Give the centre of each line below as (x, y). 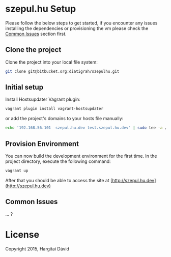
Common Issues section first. (36, 34)
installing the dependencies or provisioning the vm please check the (77, 28)
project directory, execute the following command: (58, 161)
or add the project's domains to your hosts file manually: (64, 119)
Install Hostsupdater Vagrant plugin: (43, 99)
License (22, 234)
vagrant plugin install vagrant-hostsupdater (54, 109)
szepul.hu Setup (41, 9)
